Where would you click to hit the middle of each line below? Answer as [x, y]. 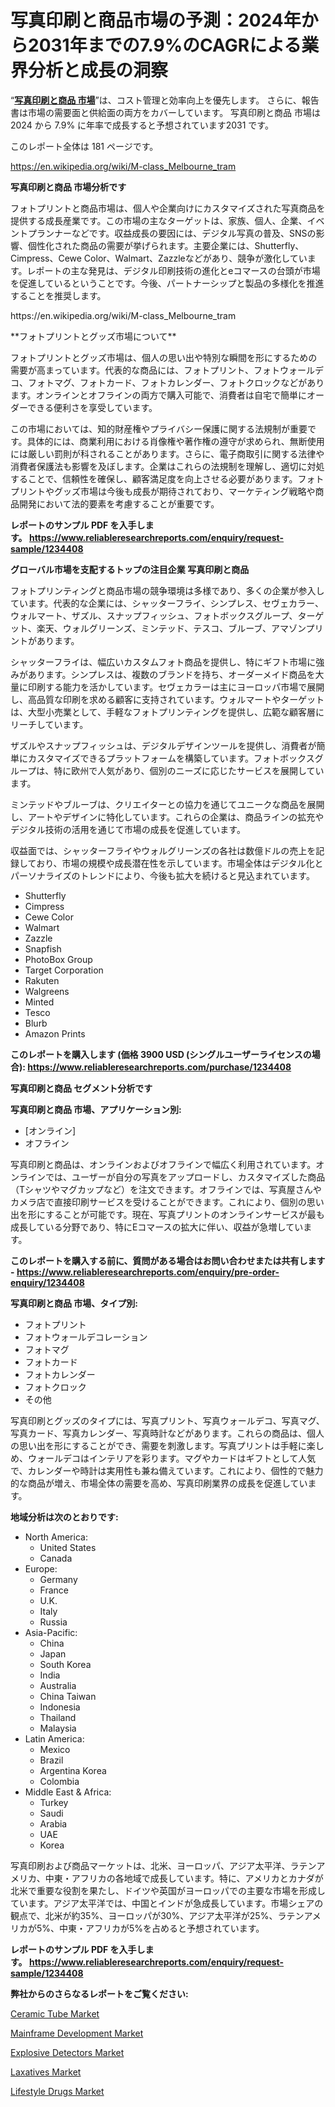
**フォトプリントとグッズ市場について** [93, 336]
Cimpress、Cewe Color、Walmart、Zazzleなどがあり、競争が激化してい [159, 258]
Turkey [54, 1802]
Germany [58, 1579]
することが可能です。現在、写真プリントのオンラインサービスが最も [185, 1214]
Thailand [58, 1717]
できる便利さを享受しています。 [92, 407]
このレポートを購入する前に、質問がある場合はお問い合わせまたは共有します [168, 1260]
